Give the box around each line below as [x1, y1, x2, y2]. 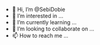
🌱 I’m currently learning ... [12, 19, 77, 26]
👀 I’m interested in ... [12, 12, 64, 19]
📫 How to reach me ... [12, 32, 68, 39]
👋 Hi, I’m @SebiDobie [12, 6, 65, 13]
